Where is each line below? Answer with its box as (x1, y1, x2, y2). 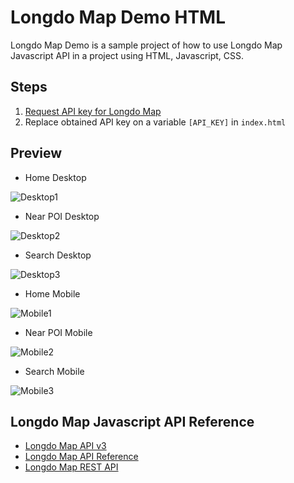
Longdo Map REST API (24, 461, 119, 473)
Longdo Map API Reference (24, 451, 139, 463)
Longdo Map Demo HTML (10, 6, 226, 29)
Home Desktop (24, 171, 87, 183)
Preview (10, 145, 63, 162)
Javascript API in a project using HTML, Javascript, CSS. (10, 49, 245, 61)
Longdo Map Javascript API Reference (10, 413, 255, 430)
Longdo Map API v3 (24, 440, 107, 452)
